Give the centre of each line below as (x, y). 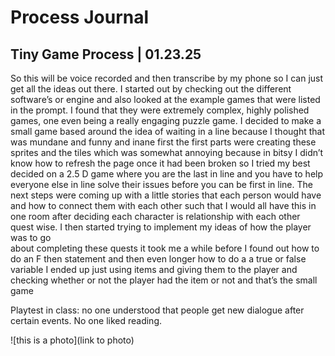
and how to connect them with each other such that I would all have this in (163, 205)
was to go (31, 237)
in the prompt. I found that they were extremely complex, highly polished (160, 110)
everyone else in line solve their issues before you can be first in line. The (161, 184)
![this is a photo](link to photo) (72, 340)
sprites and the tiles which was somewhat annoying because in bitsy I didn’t (167, 152)
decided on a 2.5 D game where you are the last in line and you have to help (167, 174)
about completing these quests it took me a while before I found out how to (165, 248)
